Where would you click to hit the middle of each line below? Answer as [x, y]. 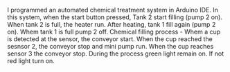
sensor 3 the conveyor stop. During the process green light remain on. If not [116, 53]
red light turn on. [31, 61]
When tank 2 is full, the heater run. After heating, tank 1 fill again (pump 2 [112, 24]
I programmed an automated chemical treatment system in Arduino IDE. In [113, 10]
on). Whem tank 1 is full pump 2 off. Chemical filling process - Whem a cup [114, 32]
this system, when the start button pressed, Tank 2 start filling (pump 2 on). [115, 17]
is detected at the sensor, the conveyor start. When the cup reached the [110, 39]
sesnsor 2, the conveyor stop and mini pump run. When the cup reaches [110, 46]
